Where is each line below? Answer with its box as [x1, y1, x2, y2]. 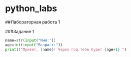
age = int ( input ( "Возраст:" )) [5, 42, 63, 47]
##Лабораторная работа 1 [5, 19, 60, 25]
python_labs [5, 3, 58, 14]
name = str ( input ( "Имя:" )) [5, 38, 56, 43]
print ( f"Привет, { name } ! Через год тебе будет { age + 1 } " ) [5, 47, 127, 52]
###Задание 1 [5, 28, 34, 34]
